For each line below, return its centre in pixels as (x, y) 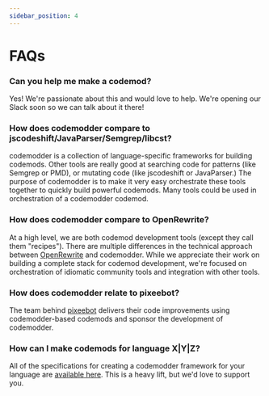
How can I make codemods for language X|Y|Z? (105, 348)
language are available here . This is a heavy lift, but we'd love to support (130, 375)
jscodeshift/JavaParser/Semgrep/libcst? (90, 138)
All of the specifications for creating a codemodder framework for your (127, 366)
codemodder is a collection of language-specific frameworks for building (131, 156)
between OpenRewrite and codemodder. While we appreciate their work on (134, 255)
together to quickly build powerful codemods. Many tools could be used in (133, 190)
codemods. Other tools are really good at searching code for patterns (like (133, 164)
